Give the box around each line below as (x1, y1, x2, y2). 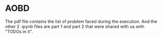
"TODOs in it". (5, 28, 33, 34)
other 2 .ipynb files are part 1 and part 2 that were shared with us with (5, 23, 144, 29)
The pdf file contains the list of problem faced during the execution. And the (5, 19, 157, 24)
